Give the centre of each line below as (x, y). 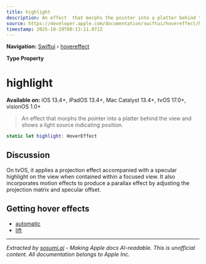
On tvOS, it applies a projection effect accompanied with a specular (92, 170)
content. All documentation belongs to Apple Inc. (68, 254)
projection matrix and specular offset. (54, 189)
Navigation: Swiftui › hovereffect (48, 47)
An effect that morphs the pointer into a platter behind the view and (106, 119)
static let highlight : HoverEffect (52, 136)
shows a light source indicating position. (72, 125)
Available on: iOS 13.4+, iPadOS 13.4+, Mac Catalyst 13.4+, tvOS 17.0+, (96, 100)
